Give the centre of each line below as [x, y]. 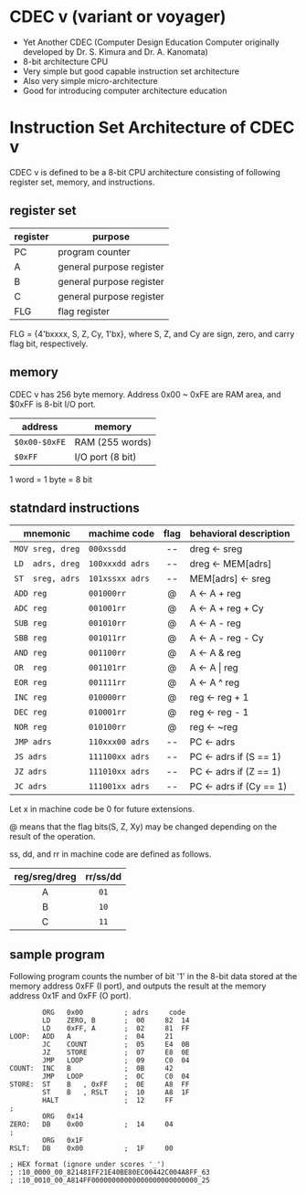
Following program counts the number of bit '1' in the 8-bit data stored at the [153, 977]
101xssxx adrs [119, 579]
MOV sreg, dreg [47, 549]
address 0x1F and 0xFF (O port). [70, 996]
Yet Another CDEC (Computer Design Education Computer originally [151, 42]
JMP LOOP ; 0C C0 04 [116, 1077]
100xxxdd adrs [119, 564]
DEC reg [31, 713]
